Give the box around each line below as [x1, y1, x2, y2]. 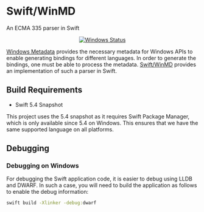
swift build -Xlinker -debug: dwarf [6, 200, 97, 206]
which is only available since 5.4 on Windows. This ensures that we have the [6, 119, 199, 126]
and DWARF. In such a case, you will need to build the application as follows [6, 182, 197, 189]
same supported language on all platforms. [6, 126, 114, 133]
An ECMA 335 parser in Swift [6, 24, 80, 32]
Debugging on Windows [6, 162, 79, 170]
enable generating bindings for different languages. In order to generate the [6, 54, 197, 61]
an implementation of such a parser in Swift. [6, 67, 118, 74]
